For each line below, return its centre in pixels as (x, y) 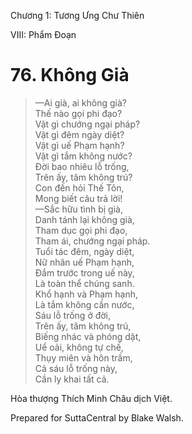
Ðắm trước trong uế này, (84, 272)
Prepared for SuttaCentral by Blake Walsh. (97, 417)
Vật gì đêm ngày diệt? (79, 134)
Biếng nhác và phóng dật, (88, 336)
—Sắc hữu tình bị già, (78, 209)
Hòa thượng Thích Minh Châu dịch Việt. (91, 398)
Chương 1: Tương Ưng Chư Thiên (77, 15)
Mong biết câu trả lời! (78, 198)
